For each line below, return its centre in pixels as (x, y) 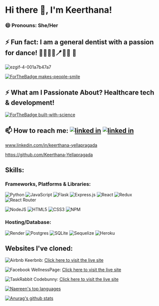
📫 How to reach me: (37, 131)
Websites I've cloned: (39, 248)
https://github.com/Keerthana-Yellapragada (49, 154)
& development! (30, 103)
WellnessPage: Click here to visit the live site (76, 270)
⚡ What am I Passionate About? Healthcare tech (80, 93)
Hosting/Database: (28, 222)
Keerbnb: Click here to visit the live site (64, 260)
